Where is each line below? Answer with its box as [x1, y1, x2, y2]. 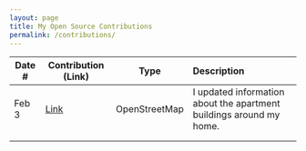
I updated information [192, 86, 285, 98]
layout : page [9, 13, 59, 23]
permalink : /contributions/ [9, 30, 117, 39]
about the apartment [192, 97, 280, 110]
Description [192, 65, 245, 77]
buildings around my [192, 108, 280, 121]
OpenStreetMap [115, 103, 184, 116]
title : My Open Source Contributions [9, 22, 153, 31]
